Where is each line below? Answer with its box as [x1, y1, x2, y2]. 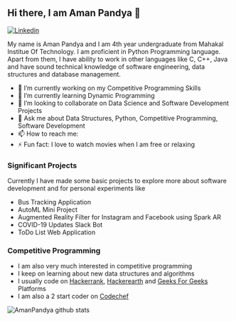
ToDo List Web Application [17, 228, 96, 236]
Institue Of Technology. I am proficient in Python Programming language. [7, 47, 221, 55]
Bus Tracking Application [17, 198, 92, 207]
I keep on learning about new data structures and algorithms [17, 269, 195, 278]
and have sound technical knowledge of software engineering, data [7, 62, 205, 71]
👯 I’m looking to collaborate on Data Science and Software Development [17, 99, 230, 107]
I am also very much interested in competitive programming [17, 262, 193, 271]
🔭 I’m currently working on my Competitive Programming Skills [17, 83, 201, 92]
